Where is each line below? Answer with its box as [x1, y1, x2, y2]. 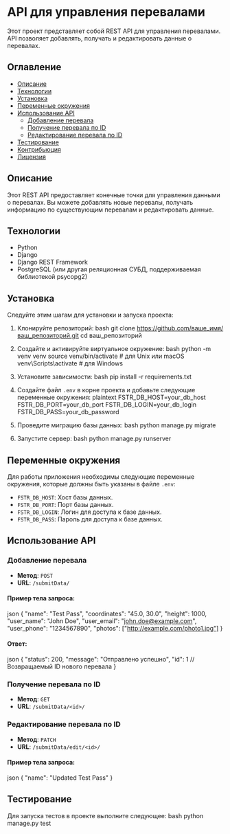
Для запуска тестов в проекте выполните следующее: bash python [7, 811, 204, 820]
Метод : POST [16, 571, 54, 579]
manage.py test [7, 819, 51, 827]
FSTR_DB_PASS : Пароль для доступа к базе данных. [16, 515, 163, 523]
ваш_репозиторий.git [16, 331, 79, 340]
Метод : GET [16, 695, 50, 703]
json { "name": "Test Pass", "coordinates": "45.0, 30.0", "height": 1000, [7, 609, 207, 618]
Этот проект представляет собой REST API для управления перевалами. [7, 27, 221, 35]
